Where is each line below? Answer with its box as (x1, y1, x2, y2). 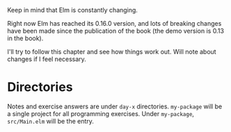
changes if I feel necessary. (7, 55, 87, 63)
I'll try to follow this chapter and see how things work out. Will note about (7, 48, 217, 56)
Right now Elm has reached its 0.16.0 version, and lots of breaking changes (7, 19, 222, 27)
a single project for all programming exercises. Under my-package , (7, 109, 195, 117)
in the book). (7, 34, 44, 42)
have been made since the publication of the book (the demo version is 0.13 (7, 27, 225, 35)
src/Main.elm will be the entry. (7, 117, 94, 125)
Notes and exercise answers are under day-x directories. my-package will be (7, 102, 223, 110)
